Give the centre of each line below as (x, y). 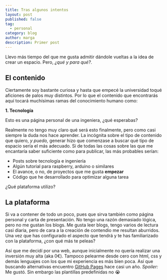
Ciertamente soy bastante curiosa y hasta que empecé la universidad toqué (83, 90)
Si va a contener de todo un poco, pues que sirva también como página (79, 214)
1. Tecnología (19, 110)
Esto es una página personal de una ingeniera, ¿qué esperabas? (72, 120)
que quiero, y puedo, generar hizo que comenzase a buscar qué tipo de (80, 141)
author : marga (20, 38)
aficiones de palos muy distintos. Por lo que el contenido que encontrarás (82, 95)
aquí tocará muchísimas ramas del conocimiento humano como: (71, 100)
